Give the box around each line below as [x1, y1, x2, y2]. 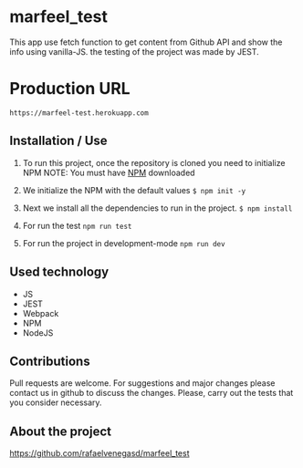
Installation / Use [9, 133, 108, 149]
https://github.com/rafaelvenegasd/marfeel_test [9, 448, 190, 459]
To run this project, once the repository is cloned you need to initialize [22, 157, 286, 168]
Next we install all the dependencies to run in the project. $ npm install [22, 203, 293, 213]
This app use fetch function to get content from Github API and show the [9, 36, 283, 47]
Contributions [9, 353, 90, 369]
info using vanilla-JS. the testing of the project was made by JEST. [9, 46, 260, 57]
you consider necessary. [9, 397, 102, 408]
